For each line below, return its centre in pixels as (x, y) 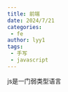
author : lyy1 (26, 40)
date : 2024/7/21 (31, 21)
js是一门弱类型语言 (34, 81)
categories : (25, 27)
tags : (15, 47)
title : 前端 (23, 14)
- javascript (29, 60)
